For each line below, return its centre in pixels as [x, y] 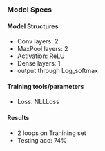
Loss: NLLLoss [38, 102]
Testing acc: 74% [42, 140]
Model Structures [33, 26]
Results [18, 117]
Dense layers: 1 [39, 63]
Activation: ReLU [41, 56]
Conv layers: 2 [38, 41]
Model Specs [30, 10]
